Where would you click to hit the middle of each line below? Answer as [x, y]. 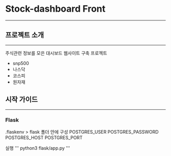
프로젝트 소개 [25, 35]
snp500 [21, 63]
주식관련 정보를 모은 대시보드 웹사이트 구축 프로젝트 [56, 53]
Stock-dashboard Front [55, 9]
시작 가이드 [22, 100]
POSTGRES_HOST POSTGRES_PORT [44, 137]
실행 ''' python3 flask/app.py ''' [38, 148]
